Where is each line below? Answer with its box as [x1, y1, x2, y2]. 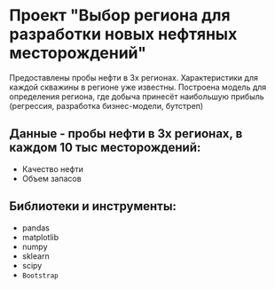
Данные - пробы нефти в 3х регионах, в [9, 126, 243, 142]
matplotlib [21, 231, 59, 242]
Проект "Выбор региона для [9, 5, 231, 26]
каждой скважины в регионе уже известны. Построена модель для [9, 82, 267, 92]
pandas [21, 223, 51, 233]
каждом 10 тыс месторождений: [9, 140, 201, 155]
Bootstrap [21, 271, 59, 280]
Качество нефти [21, 163, 84, 174]
